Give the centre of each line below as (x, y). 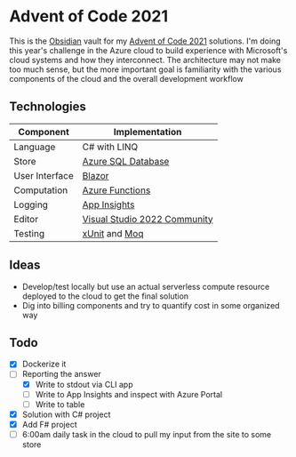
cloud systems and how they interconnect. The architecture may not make (145, 60)
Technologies (48, 107)
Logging (31, 204)
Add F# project (49, 424)
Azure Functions (116, 190)
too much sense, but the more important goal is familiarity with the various (145, 69)
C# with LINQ (110, 147)
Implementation (148, 132)
